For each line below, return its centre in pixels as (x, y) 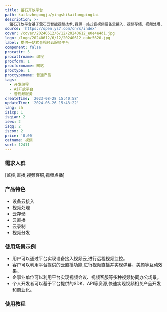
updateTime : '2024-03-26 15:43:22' (42, 103)
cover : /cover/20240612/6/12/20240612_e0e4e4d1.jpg (60, 33)
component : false (23, 47)
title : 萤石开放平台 (24, 10)
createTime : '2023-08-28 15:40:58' (42, 98)
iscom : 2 (14, 131)
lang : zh (14, 108)
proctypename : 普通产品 (28, 75)
